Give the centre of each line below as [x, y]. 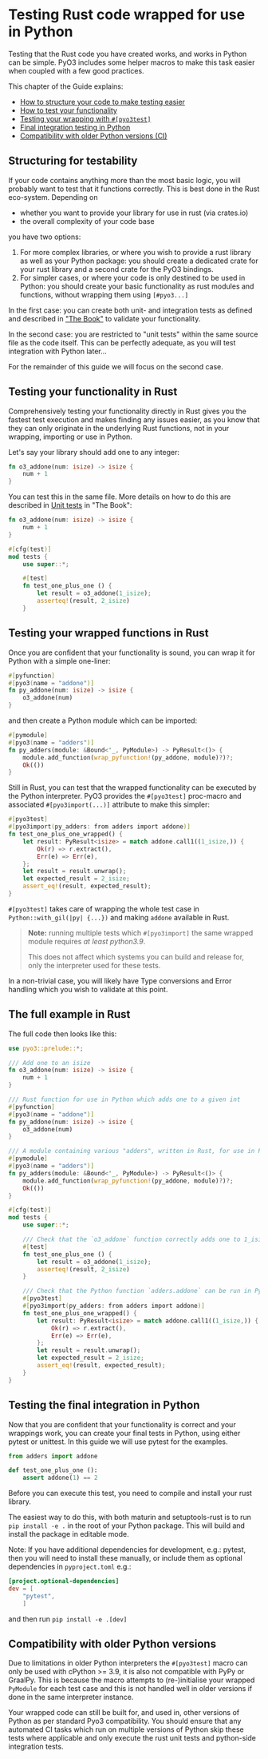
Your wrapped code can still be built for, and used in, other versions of [124, 1713]
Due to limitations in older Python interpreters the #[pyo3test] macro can [128, 1663]
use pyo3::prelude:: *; [46, 1048]
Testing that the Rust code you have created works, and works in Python [128, 54]
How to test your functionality [69, 110]
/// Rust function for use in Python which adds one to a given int [124, 1100]
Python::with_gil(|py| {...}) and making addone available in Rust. [119, 917]
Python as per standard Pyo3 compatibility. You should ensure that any [125, 1721]
